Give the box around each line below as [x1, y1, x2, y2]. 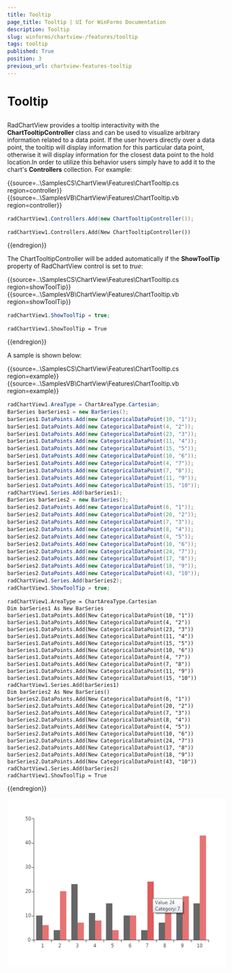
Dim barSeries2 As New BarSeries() [7, 688, 110, 695]
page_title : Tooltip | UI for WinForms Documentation [7, 18, 167, 26]
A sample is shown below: [7, 351, 82, 360]
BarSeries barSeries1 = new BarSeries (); [7, 408, 129, 416]
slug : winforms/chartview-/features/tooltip [7, 33, 138, 40]
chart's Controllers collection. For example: [7, 166, 132, 174]
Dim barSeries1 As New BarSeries [7, 605, 104, 612]
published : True [7, 48, 54, 55]
